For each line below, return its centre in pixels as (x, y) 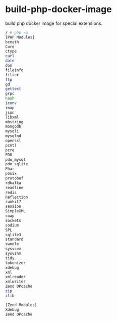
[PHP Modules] (20, 37)
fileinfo (14, 70)
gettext (13, 89)
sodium (12, 225)
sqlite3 (13, 235)
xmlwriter (16, 282)
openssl (13, 141)
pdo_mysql (16, 159)
